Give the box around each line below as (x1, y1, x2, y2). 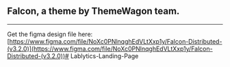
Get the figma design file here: (7, 30, 93, 38)
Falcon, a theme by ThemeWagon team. (7, 5, 180, 17)
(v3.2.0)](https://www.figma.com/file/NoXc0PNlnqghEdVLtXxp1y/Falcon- (7, 44, 214, 53)
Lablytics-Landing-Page (71, 51, 139, 60)
